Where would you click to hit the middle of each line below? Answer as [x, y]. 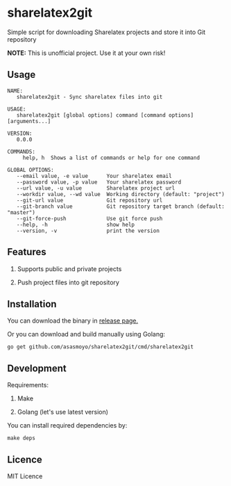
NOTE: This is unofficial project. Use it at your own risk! [86, 53]
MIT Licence [25, 476]
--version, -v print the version [88, 231]
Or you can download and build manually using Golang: [86, 334]
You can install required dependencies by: [67, 426]
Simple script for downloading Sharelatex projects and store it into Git [106, 32]
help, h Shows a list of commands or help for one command [111, 158]
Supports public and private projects [69, 268]
